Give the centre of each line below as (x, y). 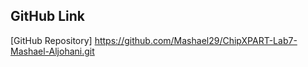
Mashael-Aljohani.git (52, 51)
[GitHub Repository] (51, 40)
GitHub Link (47, 16)
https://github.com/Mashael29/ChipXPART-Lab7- (196, 40)
